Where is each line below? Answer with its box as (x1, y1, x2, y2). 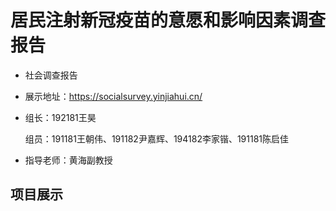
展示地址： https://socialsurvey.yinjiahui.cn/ (24, 90, 203, 102)
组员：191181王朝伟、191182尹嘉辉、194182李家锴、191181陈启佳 (24, 132, 290, 145)
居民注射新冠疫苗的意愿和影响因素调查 (10, 9, 327, 32)
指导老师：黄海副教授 (24, 154, 113, 166)
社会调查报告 (24, 69, 78, 81)
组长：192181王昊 (24, 111, 97, 123)
